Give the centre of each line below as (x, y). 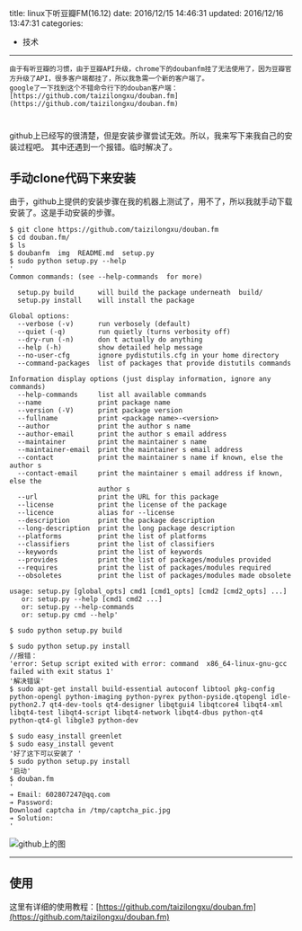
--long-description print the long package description (126, 528)
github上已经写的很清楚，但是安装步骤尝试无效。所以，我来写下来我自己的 (147, 136)
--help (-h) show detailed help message (110, 348)
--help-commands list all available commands (112, 395)
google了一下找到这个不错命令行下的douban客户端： (93, 88)
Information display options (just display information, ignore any (140, 379)
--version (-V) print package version (100, 411)
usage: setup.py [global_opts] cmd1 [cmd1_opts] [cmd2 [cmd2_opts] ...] (148, 591)
